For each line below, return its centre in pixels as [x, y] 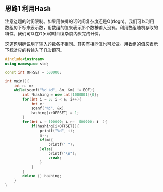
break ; [55, 158]
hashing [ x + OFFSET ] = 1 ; [55, 113]
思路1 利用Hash [28, 9]
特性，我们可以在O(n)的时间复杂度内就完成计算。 [54, 34]
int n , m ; [24, 86]
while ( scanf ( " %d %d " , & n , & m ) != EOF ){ [54, 90]
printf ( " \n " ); [63, 154]
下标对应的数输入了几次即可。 [35, 50]
